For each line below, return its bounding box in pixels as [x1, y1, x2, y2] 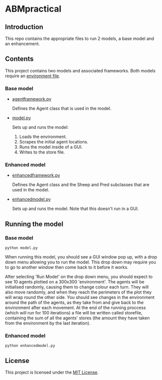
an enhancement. [5, 41, 40, 47]
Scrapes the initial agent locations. [19, 139, 89, 145]
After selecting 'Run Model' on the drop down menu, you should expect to [5, 274, 153, 280]
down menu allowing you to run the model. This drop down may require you [5, 259, 156, 265]
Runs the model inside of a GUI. [19, 144, 83, 150]
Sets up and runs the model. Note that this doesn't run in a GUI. [12, 206, 139, 212]
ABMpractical [5, 3, 62, 15]
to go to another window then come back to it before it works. [5, 264, 129, 270]
